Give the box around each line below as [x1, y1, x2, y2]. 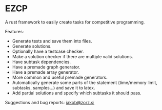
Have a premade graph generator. [12, 64, 81, 70]
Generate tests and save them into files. [12, 38, 92, 44]
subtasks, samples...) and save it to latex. [12, 85, 95, 90]
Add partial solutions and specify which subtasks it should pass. [12, 90, 142, 96]
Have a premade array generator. [12, 69, 79, 75]
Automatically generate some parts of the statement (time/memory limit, [12, 79, 158, 86]
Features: [5, 28, 24, 34]
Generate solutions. [12, 43, 52, 49]
